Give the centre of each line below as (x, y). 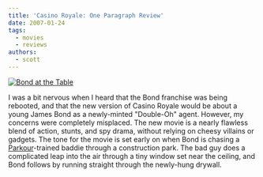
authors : (23, 52)
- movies (30, 38)
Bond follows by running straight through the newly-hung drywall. (115, 164)
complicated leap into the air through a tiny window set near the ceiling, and (131, 156)
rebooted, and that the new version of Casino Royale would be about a (123, 105)
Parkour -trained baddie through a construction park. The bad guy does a (127, 148)
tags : (17, 30)
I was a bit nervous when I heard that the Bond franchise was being (118, 97)
